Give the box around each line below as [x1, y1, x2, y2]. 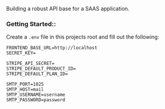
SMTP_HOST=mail [6, 86, 44, 93]
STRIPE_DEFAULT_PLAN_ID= [6, 71, 68, 77]
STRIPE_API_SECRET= [6, 61, 55, 67]
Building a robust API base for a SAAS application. [6, 5, 130, 12]
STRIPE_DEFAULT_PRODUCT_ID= [6, 66, 77, 72]
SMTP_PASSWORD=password [6, 97, 66, 103]
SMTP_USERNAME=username [6, 92, 66, 98]
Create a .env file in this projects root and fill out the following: [6, 33, 160, 41]
